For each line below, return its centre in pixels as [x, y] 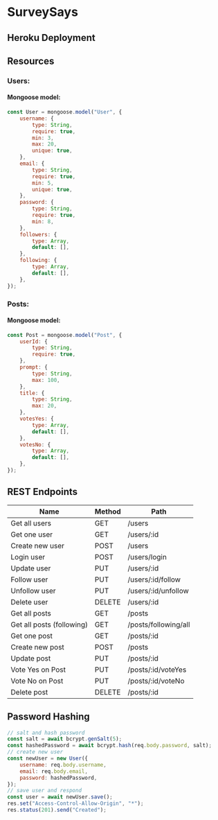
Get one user [32, 534]
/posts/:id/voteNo [156, 681]
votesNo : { [35, 444]
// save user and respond [44, 791]
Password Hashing [48, 717]
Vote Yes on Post [38, 670]
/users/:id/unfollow [158, 591]
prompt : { [34, 367]
